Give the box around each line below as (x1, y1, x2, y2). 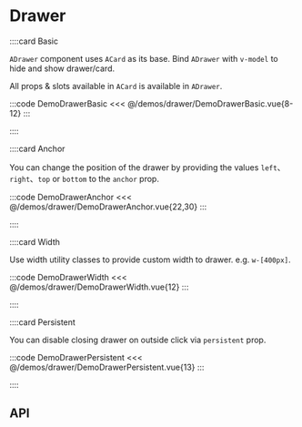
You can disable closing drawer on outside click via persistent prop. (9, 334, 267, 345)
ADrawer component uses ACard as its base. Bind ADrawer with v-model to (9, 53, 279, 64)
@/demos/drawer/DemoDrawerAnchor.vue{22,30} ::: (9, 201, 207, 212)
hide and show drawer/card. (9, 63, 116, 74)
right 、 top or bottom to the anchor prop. (9, 173, 159, 184)
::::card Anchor (9, 143, 65, 154)
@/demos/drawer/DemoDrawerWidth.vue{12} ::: (9, 281, 189, 292)
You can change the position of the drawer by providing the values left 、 (9, 161, 286, 173)
